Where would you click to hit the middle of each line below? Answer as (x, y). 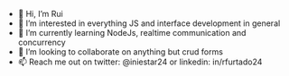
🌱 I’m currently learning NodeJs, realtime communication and (132, 33)
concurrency (42, 42)
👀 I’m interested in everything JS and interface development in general (149, 23)
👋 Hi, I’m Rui (40, 14)
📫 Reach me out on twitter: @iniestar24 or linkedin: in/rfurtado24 (140, 62)
